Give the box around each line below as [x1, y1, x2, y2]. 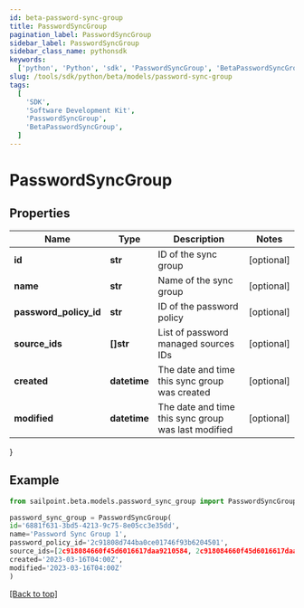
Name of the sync [157, 273, 233, 286]
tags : [9, 81, 30, 90]
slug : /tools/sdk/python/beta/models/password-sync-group [9, 72, 233, 81]
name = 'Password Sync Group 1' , [9, 530, 128, 539]
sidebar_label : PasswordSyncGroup [9, 38, 140, 48]
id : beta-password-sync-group [9, 13, 124, 23]
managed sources [157, 337, 235, 349]
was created [157, 385, 211, 398]
